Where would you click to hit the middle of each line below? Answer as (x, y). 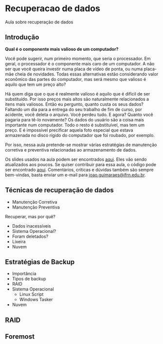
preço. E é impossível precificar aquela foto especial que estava (69, 130)
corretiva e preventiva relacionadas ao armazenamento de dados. (71, 150)
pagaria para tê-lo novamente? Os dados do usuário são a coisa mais (75, 119)
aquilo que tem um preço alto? (36, 84)
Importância (24, 274)
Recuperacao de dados (53, 9)
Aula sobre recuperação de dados (39, 22)
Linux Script (31, 294)
